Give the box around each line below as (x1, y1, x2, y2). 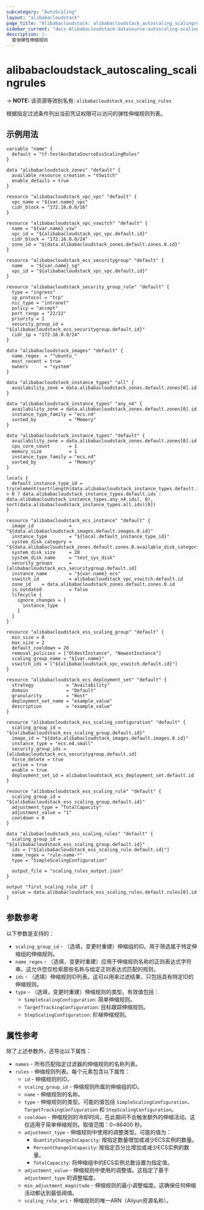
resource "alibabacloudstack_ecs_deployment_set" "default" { (6, 677, 167, 683)
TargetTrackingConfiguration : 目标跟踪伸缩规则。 (24, 1003, 149, 1010)
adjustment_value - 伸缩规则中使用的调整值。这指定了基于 (24, 1166, 169, 1174)
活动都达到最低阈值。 (24, 1189, 78, 1197)
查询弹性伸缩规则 (12, 37, 49, 43)
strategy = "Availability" (12, 682, 110, 688)
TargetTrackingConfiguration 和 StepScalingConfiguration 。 (24, 1106, 177, 1114)
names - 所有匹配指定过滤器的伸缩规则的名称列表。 (15, 1060, 141, 1068)
